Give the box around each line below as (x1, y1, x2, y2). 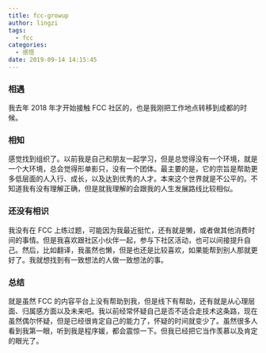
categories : (8, 41, 47, 49)
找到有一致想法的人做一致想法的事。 (49, 255, 168, 264)
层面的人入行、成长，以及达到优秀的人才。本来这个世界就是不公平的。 (21, 174, 251, 183)
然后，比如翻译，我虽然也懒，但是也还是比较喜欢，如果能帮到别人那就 (21, 245, 251, 255)
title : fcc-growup (8, 11, 69, 20)
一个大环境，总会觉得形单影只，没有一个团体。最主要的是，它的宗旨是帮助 (8, 164, 251, 174)
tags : (8, 26, 26, 34)
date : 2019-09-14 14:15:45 (8, 56, 97, 64)
